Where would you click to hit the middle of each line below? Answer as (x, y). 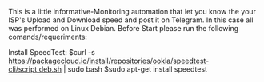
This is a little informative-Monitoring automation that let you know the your (132, 12)
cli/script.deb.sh (35, 69)
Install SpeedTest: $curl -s (52, 52)
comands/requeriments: (48, 37)
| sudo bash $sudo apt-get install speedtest (136, 69)
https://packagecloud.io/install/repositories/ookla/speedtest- (109, 61)
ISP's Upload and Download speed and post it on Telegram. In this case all (131, 20)
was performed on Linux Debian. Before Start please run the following (124, 28)
